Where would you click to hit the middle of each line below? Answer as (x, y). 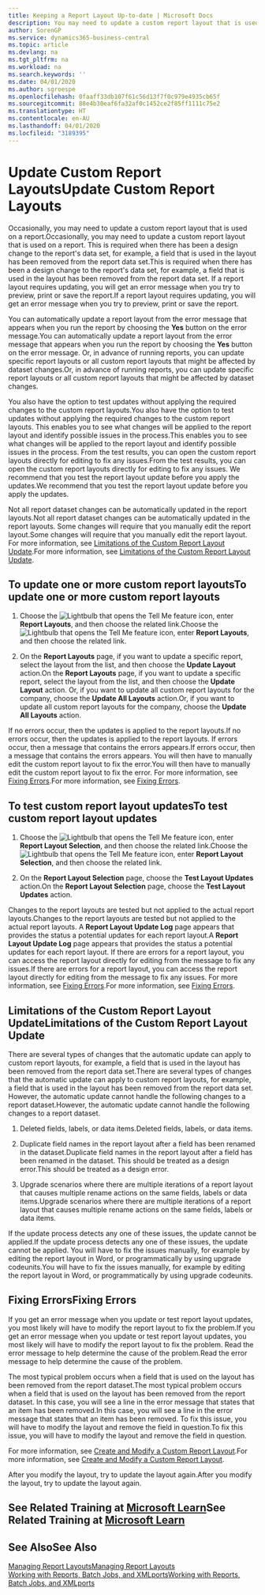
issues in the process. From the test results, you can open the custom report (132, 452)
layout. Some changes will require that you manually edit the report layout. (128, 534)
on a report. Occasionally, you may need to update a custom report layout (127, 236)
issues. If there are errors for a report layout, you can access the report (123, 969)
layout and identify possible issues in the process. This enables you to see (128, 435)
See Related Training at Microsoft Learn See (117, 1508)
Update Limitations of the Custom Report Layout (128, 1023)
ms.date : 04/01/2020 (42, 81)
